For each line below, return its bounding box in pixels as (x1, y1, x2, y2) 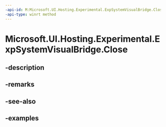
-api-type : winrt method (5, 12, 56, 17)
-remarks (5, 80, 35, 89)
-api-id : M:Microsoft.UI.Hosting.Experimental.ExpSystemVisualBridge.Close (5, 7, 165, 12)
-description (5, 63, 44, 72)
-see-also (5, 97, 36, 106)
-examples (5, 114, 39, 123)
